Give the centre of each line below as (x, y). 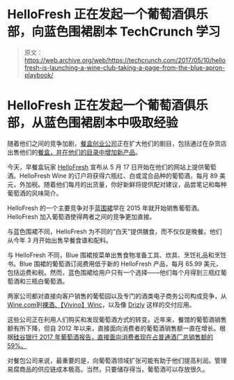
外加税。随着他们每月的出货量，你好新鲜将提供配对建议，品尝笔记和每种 (123, 184)
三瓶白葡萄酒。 (47, 281)
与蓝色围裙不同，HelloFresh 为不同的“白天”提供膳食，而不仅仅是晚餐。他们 (115, 231)
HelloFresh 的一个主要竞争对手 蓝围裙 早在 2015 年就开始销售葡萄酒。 (105, 208)
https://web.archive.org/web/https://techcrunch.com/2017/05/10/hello (125, 60)
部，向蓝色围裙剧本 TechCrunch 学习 (114, 32)
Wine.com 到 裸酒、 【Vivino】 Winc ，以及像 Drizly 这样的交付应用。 (101, 305)
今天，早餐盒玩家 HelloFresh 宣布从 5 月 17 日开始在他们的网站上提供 (106, 167)
